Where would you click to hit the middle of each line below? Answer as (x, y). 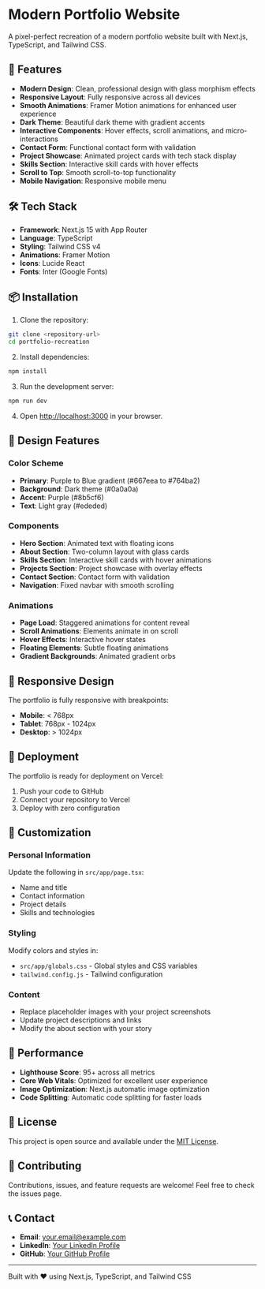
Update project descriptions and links (80, 1020)
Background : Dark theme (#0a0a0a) (79, 489)
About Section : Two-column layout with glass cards (104, 551)
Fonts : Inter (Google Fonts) (63, 271)
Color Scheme (36, 463)
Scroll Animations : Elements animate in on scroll (99, 631)
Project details (43, 904)
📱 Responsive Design (61, 681)
